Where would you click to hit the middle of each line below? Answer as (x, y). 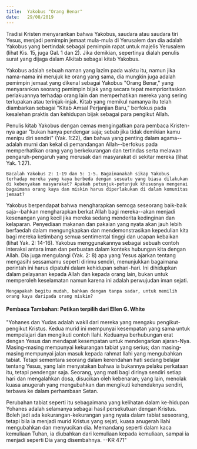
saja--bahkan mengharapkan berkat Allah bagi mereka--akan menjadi (91, 211)
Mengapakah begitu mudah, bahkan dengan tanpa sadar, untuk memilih (92, 291)
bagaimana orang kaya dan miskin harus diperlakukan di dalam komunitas (97, 189)
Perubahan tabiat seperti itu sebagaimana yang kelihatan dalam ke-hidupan (98, 402)
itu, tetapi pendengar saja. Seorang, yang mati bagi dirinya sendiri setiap (94, 372)
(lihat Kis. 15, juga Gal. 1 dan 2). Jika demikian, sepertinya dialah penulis (93, 52)
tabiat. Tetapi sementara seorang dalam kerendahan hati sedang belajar (93, 360)
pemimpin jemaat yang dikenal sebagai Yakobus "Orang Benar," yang (90, 82)
